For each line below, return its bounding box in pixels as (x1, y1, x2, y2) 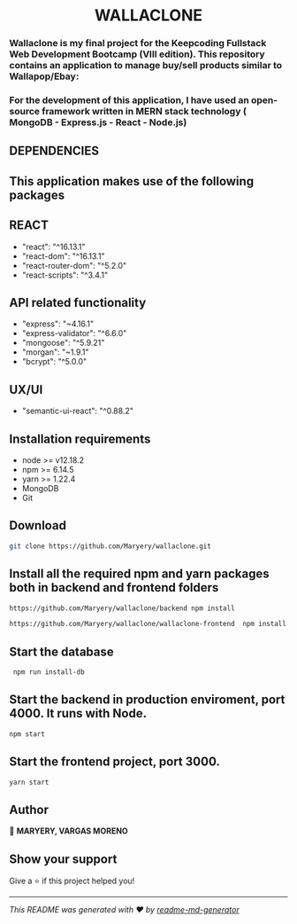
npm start (9, 729, 46, 739)
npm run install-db (12, 668, 86, 677)
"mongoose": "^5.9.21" (21, 338, 105, 348)
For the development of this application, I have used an (9, 94, 249, 106)
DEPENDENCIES (9, 144, 100, 159)
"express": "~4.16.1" (21, 318, 95, 329)
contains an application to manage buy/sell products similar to (9, 59, 283, 72)
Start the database (9, 644, 114, 659)
